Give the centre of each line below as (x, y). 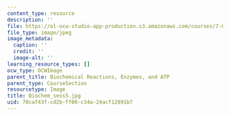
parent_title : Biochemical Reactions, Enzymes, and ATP (88, 77)
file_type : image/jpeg (39, 32)
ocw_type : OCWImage (35, 70)
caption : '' (30, 45)
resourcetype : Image (37, 89)
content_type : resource (41, 13)
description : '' (30, 20)
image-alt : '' (33, 58)
